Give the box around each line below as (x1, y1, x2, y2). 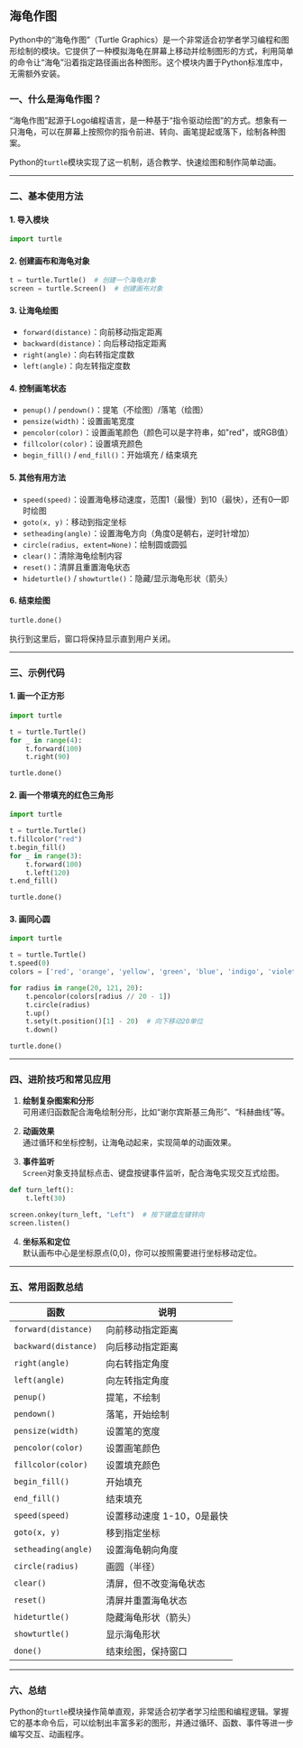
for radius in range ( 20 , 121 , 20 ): (9, 983, 143, 993)
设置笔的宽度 (106, 1425, 161, 1438)
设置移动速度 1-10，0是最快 (106, 1510, 228, 1522)
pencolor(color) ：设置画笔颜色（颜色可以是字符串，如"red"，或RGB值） (22, 427, 293, 438)
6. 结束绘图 (9, 595, 51, 606)
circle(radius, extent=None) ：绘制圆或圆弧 (22, 539, 188, 550)
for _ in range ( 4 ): (9, 735, 83, 745)
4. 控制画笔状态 (9, 383, 67, 393)
